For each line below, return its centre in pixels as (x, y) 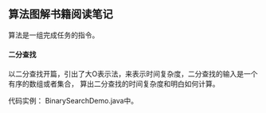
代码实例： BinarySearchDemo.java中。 (73, 101)
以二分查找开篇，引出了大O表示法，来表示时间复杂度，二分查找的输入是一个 (133, 74)
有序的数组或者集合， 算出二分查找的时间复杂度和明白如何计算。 (114, 84)
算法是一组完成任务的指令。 (54, 35)
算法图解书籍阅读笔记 (61, 14)
